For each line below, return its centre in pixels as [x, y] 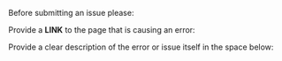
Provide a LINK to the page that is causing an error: [102, 30]
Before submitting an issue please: [71, 13]
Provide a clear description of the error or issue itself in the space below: [141, 47]
